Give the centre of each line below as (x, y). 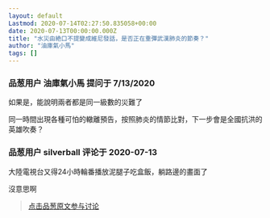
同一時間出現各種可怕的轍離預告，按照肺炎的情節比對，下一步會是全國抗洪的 (135, 119)
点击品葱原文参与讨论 (63, 206)
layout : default (35, 16)
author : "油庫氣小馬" (42, 46)
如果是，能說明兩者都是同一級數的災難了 (75, 103)
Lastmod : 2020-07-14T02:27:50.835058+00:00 (83, 23)
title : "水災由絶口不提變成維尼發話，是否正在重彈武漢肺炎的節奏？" (109, 38)
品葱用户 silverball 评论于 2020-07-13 (83, 153)
